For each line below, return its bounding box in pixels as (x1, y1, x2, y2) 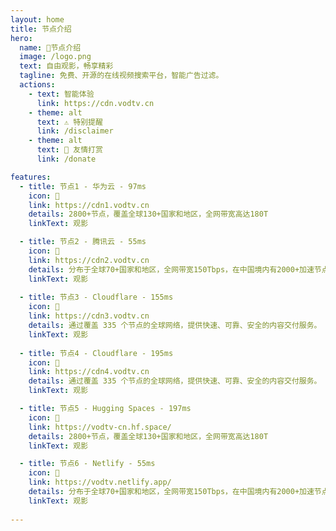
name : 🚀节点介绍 (19, 42, 82, 53)
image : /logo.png (19, 52, 92, 62)
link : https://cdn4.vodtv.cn (28, 367, 150, 377)
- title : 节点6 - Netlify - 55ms (19, 459, 156, 469)
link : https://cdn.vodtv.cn (36, 98, 155, 108)
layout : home (10, 14, 65, 25)
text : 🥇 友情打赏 (36, 145, 103, 155)
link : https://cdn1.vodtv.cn (28, 200, 150, 210)
